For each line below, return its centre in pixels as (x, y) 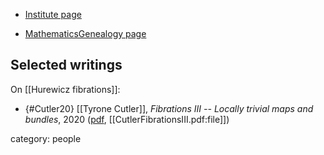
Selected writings (66, 65)
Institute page (53, 14)
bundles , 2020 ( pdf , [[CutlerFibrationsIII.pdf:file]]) (127, 119)
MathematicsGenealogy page (85, 33)
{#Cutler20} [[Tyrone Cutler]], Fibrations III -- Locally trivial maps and (169, 108)
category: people (46, 138)
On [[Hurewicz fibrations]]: (65, 89)
